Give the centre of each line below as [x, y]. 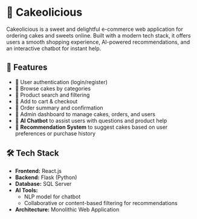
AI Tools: [26, 190]
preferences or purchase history [55, 133]
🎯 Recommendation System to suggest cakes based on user [91, 127]
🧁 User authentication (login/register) [61, 82]
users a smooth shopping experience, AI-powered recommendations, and [98, 42]
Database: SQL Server [43, 183]
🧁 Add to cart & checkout [46, 101]
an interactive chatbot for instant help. [54, 48]
